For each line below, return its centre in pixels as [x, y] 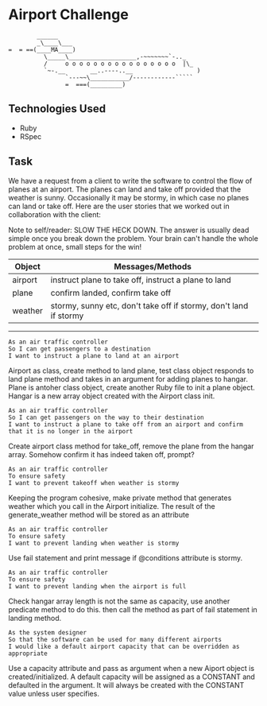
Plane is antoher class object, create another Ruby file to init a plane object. [132, 387]
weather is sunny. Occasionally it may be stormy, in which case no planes [129, 197]
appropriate [28, 654]
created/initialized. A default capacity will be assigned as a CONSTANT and [132, 677]
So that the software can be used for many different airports [115, 639]
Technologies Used [57, 109]
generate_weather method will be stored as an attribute [99, 514]
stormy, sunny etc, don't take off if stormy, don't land [149, 305]
